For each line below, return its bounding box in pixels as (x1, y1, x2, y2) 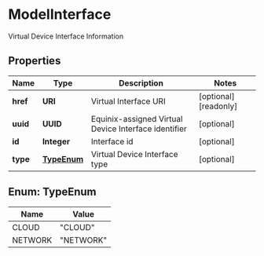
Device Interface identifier (90, 123, 187, 134)
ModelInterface (8, 5, 112, 24)
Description (119, 77, 163, 88)
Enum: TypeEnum (8, 185, 97, 199)
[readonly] (198, 101, 238, 112)
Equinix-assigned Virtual (90, 113, 183, 124)
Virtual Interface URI (90, 96, 167, 107)
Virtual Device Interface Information (8, 31, 124, 41)
